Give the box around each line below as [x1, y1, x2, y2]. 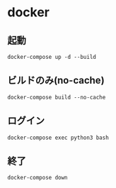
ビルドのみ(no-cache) [7, 74, 105, 87]
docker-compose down [7, 175, 69, 182]
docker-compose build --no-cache [7, 94, 106, 101]
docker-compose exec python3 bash [7, 134, 110, 141]
